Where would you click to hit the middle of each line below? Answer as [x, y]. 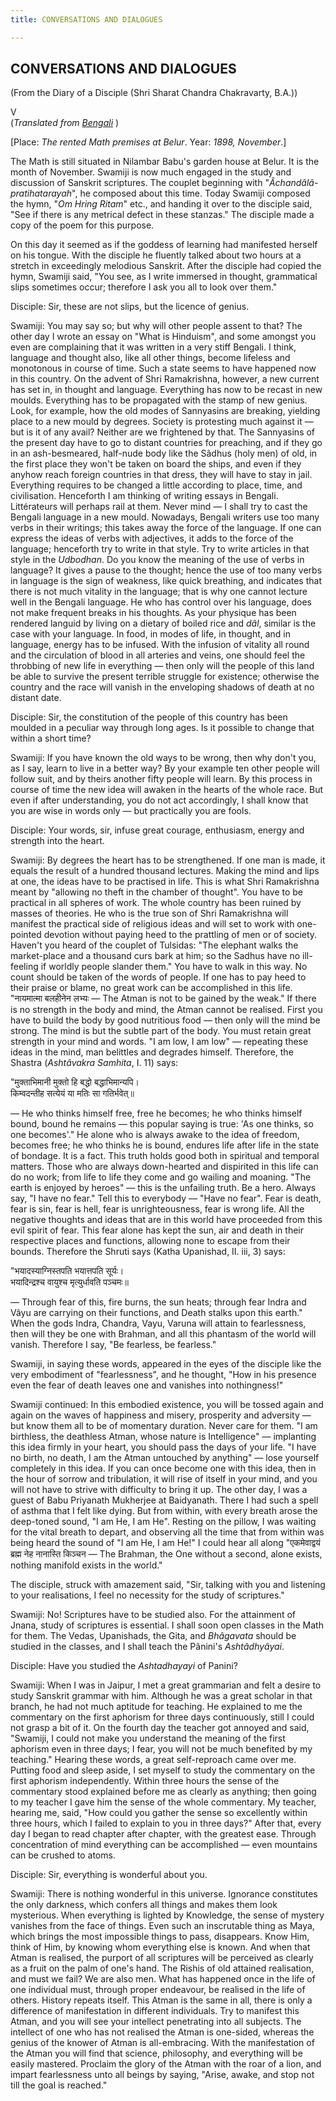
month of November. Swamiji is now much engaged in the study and [151, 172]
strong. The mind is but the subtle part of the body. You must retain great [161, 1031]
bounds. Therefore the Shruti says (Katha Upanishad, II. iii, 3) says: [148, 1252]
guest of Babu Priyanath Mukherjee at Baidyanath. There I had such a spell [164, 1500]
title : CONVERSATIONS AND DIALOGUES [86, 19]
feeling [24, 967]
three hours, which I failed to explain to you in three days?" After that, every [166, 1823]
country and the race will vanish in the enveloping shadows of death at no [162, 687]
